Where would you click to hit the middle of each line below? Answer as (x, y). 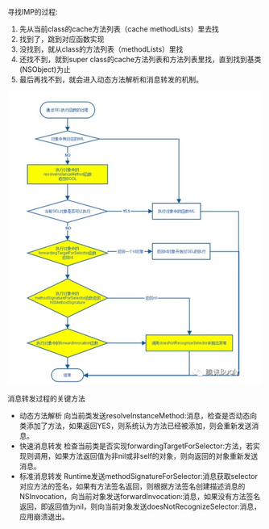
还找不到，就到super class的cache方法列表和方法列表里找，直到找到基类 (140, 59)
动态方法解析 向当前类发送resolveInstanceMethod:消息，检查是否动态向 (138, 416)
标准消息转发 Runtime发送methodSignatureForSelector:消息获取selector (139, 477)
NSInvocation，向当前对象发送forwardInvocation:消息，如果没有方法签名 (140, 497)
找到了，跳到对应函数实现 (62, 39)
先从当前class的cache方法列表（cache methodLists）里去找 (119, 29)
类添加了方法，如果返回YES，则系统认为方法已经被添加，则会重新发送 (135, 426)
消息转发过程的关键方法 (46, 399)
